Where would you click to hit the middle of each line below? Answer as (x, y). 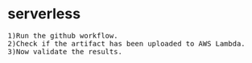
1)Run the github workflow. (63, 35)
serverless (44, 14)
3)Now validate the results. (65, 51)
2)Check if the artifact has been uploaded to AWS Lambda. (127, 43)
